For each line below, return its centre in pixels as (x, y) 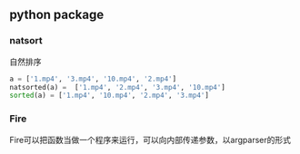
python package (57, 15)
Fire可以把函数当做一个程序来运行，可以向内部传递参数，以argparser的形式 (150, 140)
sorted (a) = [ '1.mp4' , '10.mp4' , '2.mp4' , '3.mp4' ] (109, 96)
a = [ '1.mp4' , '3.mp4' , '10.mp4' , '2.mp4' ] (93, 79)
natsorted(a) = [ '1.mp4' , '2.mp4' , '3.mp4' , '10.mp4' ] (117, 87)
